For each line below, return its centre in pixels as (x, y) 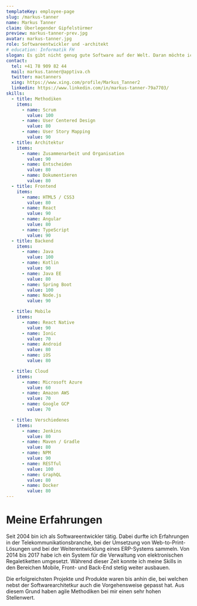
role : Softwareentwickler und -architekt (57, 45)
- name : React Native (48, 322)
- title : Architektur (38, 142)
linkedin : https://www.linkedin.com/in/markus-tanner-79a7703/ (90, 88)
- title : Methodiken (36, 99)
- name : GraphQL (41, 474)
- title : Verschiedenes (40, 420)
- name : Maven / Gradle (51, 442)
